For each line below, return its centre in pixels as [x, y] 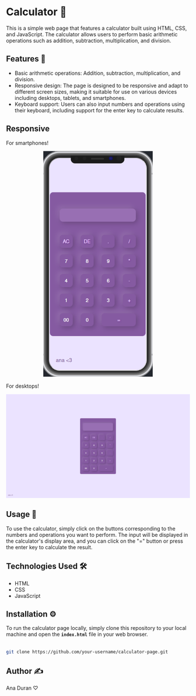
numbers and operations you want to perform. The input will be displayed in [97, 535]
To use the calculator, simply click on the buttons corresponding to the [91, 528]
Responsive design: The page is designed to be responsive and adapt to [101, 85]
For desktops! [22, 386]
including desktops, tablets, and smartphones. [70, 98]
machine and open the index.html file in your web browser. [77, 635]
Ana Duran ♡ [22, 688]
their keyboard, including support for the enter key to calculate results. [99, 110]
